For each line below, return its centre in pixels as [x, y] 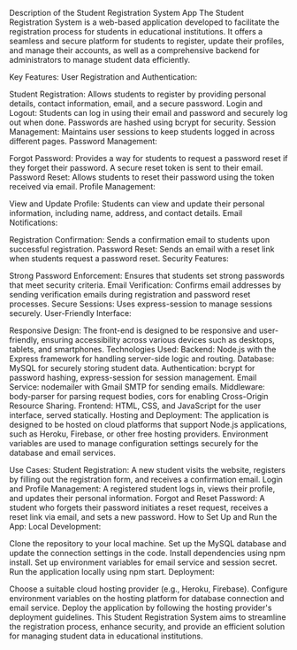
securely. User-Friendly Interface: [70, 313]
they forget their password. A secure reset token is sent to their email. [136, 168]
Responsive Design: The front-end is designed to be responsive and [133, 330]
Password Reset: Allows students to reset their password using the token [142, 177]
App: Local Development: [55, 526]
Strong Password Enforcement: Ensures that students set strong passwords [147, 275]
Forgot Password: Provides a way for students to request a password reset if [148, 158]
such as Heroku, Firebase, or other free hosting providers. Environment [139, 434]
